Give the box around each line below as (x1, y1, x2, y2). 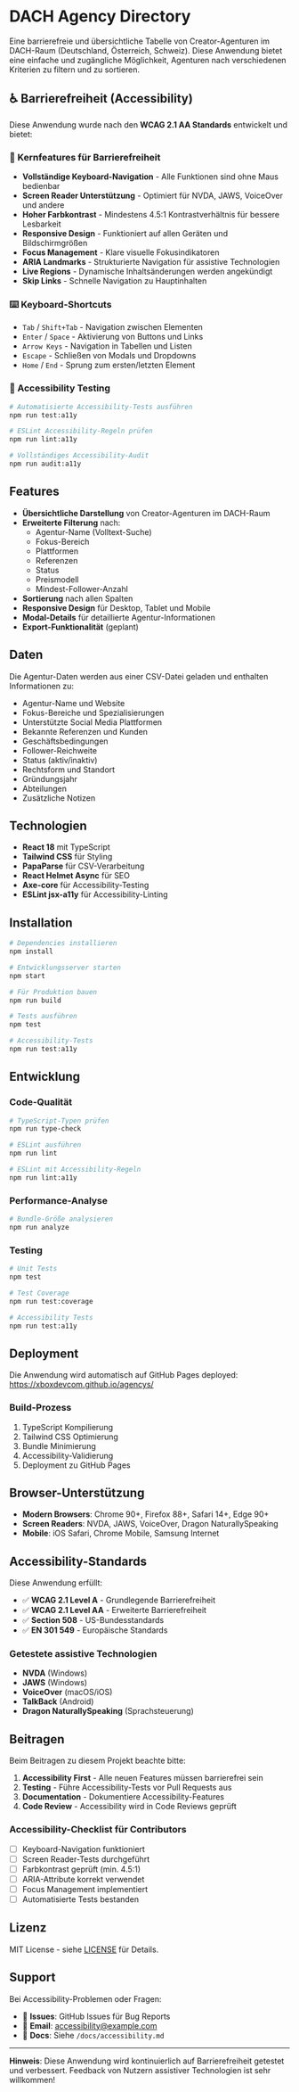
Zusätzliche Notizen (21, 792, 96, 803)
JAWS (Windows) (21, 1677, 87, 1688)
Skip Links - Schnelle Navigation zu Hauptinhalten (21, 276, 207, 286)
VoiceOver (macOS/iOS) (21, 1687, 113, 1698)
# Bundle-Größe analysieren (9, 1215, 114, 1223)
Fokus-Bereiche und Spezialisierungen (21, 707, 165, 718)
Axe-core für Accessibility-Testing (21, 880, 149, 891)
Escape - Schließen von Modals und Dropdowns (21, 350, 197, 361)
